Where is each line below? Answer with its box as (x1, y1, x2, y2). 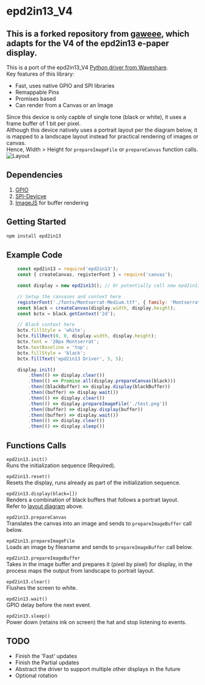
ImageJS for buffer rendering (15, 199, 89, 206)
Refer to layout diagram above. (6, 503, 84, 510)
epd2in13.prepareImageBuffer (6, 555, 81, 561)
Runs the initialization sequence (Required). (6, 462, 116, 469)
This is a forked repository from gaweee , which (6, 29, 190, 39)
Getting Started (6, 217, 67, 227)
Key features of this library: (6, 70, 74, 77)
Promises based (15, 95, 56, 102)
